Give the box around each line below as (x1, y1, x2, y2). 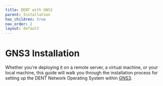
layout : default (5, 26, 39, 31)
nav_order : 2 (5, 21, 33, 27)
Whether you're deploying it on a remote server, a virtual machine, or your (5, 64, 158, 70)
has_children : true (5, 17, 46, 22)
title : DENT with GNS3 (5, 7, 53, 13)
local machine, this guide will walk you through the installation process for (5, 70, 158, 76)
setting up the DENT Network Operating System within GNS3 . (5, 75, 132, 81)
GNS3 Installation (5, 48, 80, 59)
